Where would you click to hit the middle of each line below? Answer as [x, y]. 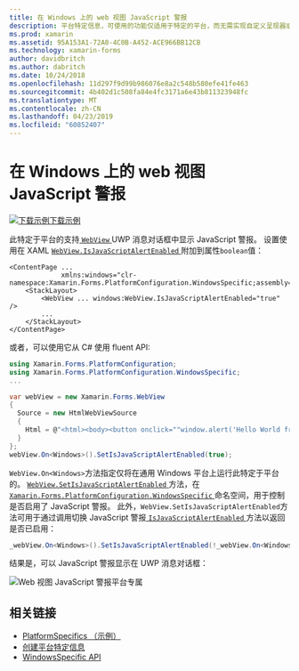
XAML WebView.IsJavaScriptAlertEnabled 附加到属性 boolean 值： [145, 250]
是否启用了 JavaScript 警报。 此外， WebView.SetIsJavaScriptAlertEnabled [145, 506]
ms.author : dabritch [48, 68]
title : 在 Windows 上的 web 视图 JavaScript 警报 [98, 17]
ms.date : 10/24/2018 [48, 76]
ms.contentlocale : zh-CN [55, 109]
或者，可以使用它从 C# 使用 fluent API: [80, 347]
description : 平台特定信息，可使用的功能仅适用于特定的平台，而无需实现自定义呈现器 [148, 26]
